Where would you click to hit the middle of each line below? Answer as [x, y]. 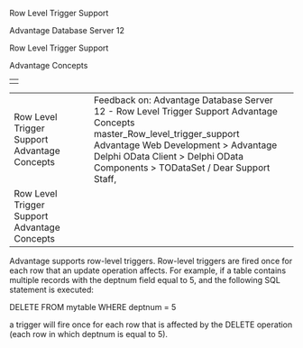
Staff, [105, 179]
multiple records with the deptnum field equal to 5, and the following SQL [145, 280]
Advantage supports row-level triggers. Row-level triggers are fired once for [151, 261]
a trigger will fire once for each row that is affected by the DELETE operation [151, 325]
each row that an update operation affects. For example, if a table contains [148, 270]
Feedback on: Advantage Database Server [183, 100]
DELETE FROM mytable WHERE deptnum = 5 [93, 307]
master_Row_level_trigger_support [166, 134]
